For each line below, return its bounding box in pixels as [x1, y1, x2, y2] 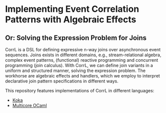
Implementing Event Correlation [5, 3, 140, 15]
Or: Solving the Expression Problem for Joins [5, 34, 147, 42]
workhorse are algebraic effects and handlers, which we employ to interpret [5, 73, 160, 78]
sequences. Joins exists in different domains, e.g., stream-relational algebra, [5, 52, 162, 58]
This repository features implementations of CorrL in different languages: [5, 88, 155, 93]
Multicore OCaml [12, 103, 47, 108]
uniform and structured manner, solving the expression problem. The [5, 68, 146, 74]
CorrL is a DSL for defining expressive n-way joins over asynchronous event [5, 47, 161, 52]
